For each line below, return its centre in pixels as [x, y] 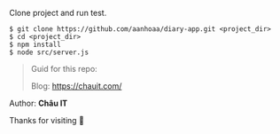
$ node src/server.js [49, 52]
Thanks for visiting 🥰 [47, 120]
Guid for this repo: [64, 69]
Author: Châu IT [39, 103]
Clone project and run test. [58, 13]
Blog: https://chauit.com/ [76, 86]
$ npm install [35, 44]
